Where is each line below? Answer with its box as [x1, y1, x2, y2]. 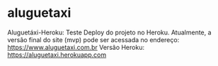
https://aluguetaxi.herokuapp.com [7, 51, 107, 59]
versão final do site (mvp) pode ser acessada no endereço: [7, 35, 180, 44]
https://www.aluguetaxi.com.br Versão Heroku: [7, 43, 145, 51]
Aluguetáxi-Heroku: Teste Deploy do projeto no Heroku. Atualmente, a [7, 28, 212, 37]
